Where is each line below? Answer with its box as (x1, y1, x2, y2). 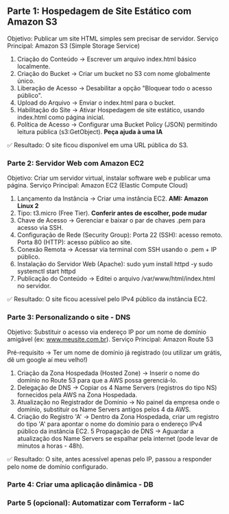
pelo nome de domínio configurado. (7, 463, 108, 471)
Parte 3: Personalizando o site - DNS (7, 313, 131, 322)
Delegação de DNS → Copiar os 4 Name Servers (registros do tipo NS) (16, 383, 217, 392)
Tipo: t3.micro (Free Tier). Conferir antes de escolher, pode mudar (16, 209, 208, 218)
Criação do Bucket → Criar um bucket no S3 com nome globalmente (16, 69, 210, 77)
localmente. (16, 62, 51, 70)
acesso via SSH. (16, 224, 64, 232)
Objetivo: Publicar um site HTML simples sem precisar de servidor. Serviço (7, 34, 219, 42)
